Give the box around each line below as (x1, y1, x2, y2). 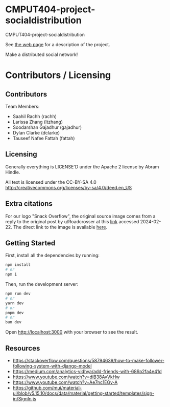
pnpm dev (5, 310, 24, 315)
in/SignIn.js (12, 395, 37, 401)
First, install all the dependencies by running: (5, 253, 100, 259)
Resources (5, 344, 40, 353)
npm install (5, 262, 31, 267)
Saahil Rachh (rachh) (12, 113, 57, 119)
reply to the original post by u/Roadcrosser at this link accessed (5, 218, 139, 224)
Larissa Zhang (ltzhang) (12, 119, 63, 125)
